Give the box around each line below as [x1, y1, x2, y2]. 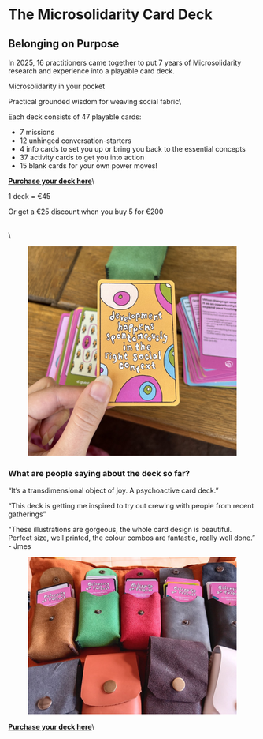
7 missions [19, 128, 55, 137]
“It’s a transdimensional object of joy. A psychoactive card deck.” [8, 486, 219, 495]
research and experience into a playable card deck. [8, 66, 175, 76]
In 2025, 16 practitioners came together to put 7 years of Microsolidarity [8, 58, 242, 67]
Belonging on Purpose [8, 37, 120, 51]
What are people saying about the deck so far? [8, 467, 191, 478]
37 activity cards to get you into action [19, 152, 145, 162]
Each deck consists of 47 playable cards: [8, 112, 142, 122]
